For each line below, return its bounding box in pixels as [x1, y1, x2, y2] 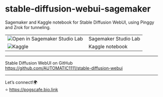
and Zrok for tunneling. [5, 24, 51, 30]
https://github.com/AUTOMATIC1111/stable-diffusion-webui [5, 65, 123, 71]
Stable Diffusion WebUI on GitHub [5, 60, 73, 66]
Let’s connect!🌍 [5, 79, 38, 85]
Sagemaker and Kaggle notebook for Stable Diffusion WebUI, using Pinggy [5, 19, 154, 25]
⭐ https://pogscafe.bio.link [5, 86, 58, 92]
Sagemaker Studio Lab [88, 35, 141, 42]
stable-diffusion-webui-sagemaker [5, 3, 151, 14]
